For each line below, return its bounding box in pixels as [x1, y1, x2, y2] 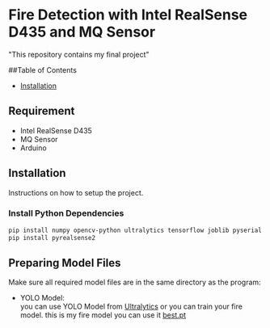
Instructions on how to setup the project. [8, 187, 144, 197]
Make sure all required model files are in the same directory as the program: [8, 277, 261, 288]
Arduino [19, 143, 47, 153]
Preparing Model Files [8, 256, 121, 270]
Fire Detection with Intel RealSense [8, 6, 248, 24]
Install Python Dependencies [8, 208, 124, 219]
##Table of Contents [8, 65, 77, 74]
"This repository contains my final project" [8, 49, 150, 59]
